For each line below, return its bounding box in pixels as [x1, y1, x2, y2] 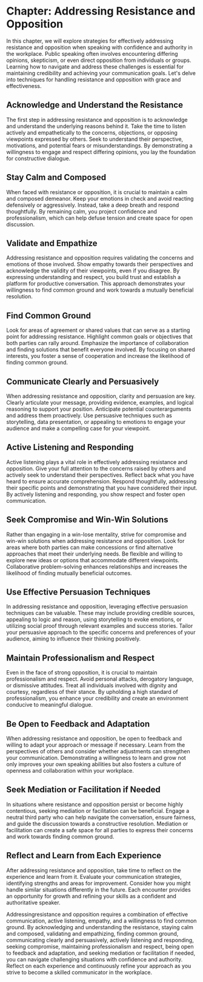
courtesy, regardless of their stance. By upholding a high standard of [6, 688, 178, 696]
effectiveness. [6, 82, 42, 89]
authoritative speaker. [6, 899, 61, 906]
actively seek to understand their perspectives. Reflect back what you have [6, 471, 195, 479]
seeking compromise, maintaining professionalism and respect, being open [6, 943, 194, 950]
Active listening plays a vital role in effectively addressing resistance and [6, 458, 188, 465]
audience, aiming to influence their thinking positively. [6, 635, 141, 642]
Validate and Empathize [6, 238, 98, 248]
